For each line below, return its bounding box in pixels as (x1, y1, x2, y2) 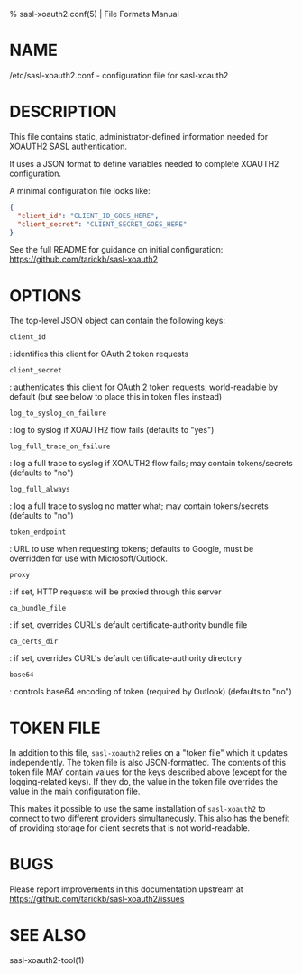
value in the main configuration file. (9, 786, 141, 797)
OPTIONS (9, 285, 82, 306)
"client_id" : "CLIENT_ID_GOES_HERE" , (17, 211, 160, 220)
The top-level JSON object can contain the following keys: (9, 316, 226, 326)
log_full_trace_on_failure (9, 442, 111, 451)
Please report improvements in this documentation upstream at (9, 884, 243, 895)
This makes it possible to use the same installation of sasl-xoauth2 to (9, 804, 266, 814)
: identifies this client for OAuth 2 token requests (9, 348, 189, 360)
